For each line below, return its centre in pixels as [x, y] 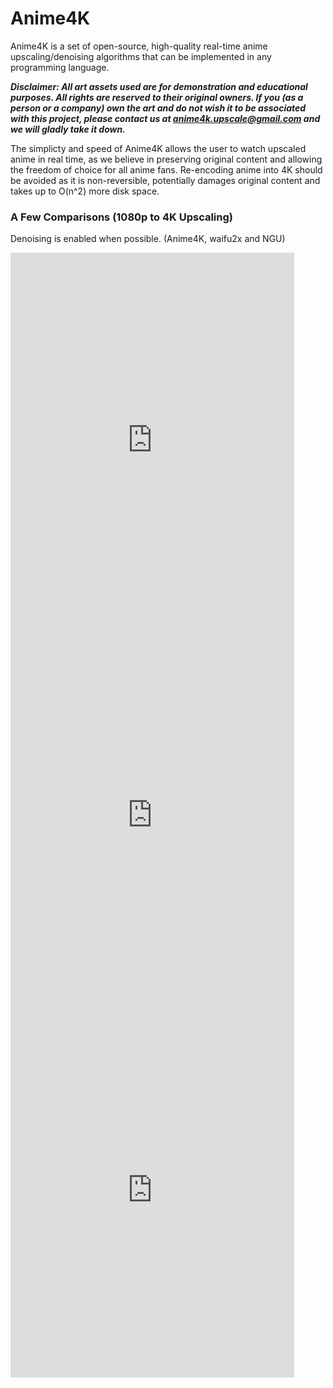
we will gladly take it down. [68, 129]
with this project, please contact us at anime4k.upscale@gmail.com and [165, 118]
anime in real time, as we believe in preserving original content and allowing [166, 159]
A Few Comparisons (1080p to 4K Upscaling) [121, 217]
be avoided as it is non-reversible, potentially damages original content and [165, 180]
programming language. [60, 67]
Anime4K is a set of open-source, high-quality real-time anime [139, 46]
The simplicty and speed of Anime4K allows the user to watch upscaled [158, 148]
